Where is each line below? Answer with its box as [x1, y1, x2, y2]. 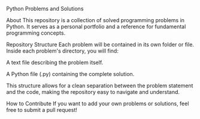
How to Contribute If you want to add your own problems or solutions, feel [6, 100, 189, 107]
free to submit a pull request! [6, 106, 78, 113]
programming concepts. [6, 29, 66, 36]
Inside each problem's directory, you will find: [6, 47, 119, 54]
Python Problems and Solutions [6, 5, 84, 12]
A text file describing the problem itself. [6, 59, 104, 66]
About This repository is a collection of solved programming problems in [6, 17, 184, 23]
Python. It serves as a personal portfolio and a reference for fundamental [6, 23, 186, 30]
